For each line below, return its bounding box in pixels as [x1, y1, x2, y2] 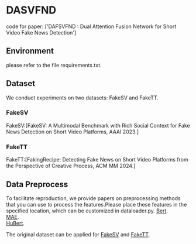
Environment [6, 46, 54, 56]
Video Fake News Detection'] [6, 29, 77, 36]
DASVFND [6, 4, 57, 17]
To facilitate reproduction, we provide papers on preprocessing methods [6, 194, 181, 202]
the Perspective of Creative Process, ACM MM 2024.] [6, 162, 136, 170]
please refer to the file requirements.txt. [6, 61, 102, 68]
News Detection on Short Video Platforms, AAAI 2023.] [6, 128, 139, 135]
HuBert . [6, 219, 25, 226]
